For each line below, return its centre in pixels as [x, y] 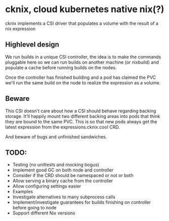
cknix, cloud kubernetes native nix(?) [85, 9]
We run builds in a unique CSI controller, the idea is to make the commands [83, 57]
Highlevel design [32, 45]
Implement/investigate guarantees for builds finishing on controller [82, 202]
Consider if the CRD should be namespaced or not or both [73, 175]
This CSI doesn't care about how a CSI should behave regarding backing [81, 111]
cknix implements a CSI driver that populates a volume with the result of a [82, 23]
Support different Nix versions [44, 213]
